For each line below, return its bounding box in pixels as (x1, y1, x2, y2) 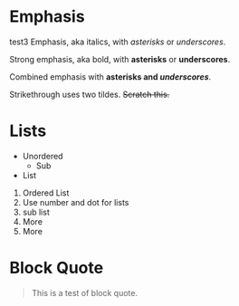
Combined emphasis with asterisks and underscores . (9, 71, 212, 82)
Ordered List (22, 187, 70, 198)
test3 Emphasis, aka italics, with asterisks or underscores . (9, 36, 226, 47)
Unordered (22, 150, 63, 161)
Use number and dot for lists (22, 196, 129, 207)
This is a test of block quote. (31, 287, 139, 298)
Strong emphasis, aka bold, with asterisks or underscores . (9, 53, 231, 64)
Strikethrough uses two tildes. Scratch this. (9, 89, 170, 100)
